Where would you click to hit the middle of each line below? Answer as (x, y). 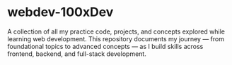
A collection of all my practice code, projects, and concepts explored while (116, 31)
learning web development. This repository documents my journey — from (116, 38)
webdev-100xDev (60, 12)
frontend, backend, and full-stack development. (77, 54)
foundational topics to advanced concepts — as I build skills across (105, 46)
